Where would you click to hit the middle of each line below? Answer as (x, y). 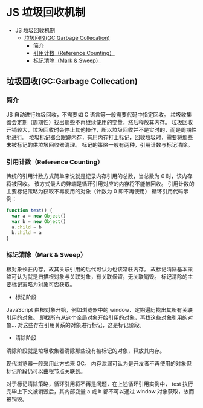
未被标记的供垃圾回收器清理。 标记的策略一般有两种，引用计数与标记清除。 (100, 144)
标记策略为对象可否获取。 (43, 284)
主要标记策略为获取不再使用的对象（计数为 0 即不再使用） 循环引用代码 (95, 191)
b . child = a (27, 233)
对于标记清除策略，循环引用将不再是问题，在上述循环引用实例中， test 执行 (100, 384)
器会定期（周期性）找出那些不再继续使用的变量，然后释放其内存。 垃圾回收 (100, 122)
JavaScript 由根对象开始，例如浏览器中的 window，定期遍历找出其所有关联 (100, 310)
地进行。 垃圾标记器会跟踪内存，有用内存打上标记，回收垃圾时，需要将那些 (100, 137)
